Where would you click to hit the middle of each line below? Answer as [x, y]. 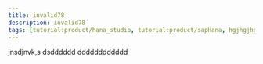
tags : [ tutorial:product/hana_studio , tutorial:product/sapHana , [117, 30]
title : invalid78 [36, 15]
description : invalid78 [47, 23]
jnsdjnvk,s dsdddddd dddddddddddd [68, 52]
